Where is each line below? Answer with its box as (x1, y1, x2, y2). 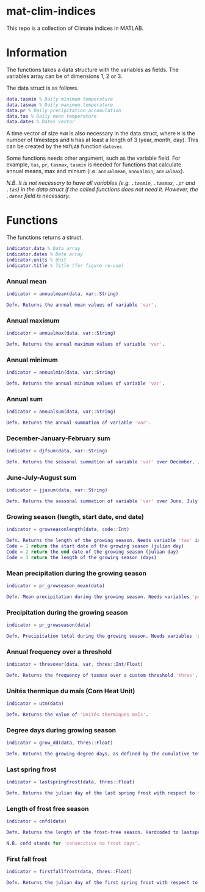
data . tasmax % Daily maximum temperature (6, 102, 113, 108)
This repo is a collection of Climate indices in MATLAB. (6, 24, 144, 32)
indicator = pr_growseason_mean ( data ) (6, 582, 105, 589)
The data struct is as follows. (6, 84, 79, 91)
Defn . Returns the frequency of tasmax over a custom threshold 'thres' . (6, 672, 198, 678)
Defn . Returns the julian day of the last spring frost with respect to (6, 790, 195, 796)
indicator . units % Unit (6, 257, 67, 263)
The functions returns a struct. (6, 234, 84, 241)
